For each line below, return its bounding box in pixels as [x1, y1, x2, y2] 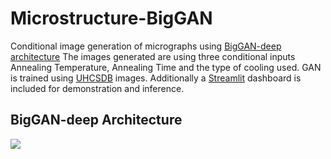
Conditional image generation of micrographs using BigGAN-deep [10, 40, 282, 52]
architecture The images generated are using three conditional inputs [10, 50, 296, 62]
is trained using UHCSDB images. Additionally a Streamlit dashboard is [10, 72, 302, 84]
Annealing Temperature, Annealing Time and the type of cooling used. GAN [10, 61, 322, 73]
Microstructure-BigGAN [10, 7, 213, 30]
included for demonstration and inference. [10, 82, 185, 94]
